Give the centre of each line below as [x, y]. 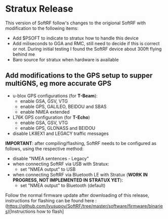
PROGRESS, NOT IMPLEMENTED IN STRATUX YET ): [68, 180]
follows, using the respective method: [44, 149]
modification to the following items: [42, 28]
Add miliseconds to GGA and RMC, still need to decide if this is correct [86, 43]
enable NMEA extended [45, 112]
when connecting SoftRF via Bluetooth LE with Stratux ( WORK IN [80, 174]
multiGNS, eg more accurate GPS [58, 83]
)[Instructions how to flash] [36, 211]
